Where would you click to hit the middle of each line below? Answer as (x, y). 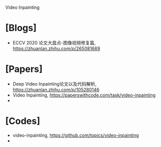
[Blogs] (21, 28)
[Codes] (23, 121)
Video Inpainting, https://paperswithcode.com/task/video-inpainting (84, 95)
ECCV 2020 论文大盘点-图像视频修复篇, (54, 42)
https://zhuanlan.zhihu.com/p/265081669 (56, 48)
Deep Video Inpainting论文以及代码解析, (55, 84)
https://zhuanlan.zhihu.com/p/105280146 (56, 89)
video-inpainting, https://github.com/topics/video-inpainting (76, 135)
